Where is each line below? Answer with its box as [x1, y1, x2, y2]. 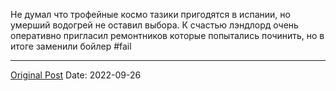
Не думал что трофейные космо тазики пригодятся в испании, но [10, 9, 291, 20]
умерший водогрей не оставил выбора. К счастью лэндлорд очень [10, 19, 299, 31]
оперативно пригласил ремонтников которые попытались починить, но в [10, 30, 325, 41]
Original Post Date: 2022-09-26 [10, 69, 142, 81]
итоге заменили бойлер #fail [10, 40, 132, 52]
